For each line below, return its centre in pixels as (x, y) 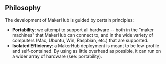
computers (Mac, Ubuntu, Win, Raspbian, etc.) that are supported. (80, 40)
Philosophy (23, 8)
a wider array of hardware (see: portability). (57, 56)
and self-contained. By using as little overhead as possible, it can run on (87, 51)
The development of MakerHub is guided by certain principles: (70, 20)
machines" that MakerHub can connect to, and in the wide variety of (83, 35)
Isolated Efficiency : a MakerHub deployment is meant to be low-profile (86, 45)
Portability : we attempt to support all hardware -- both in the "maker (83, 30)
